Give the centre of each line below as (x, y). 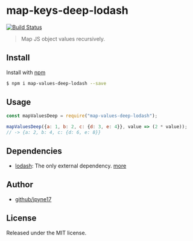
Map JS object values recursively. (63, 39)
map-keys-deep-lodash (67, 11)
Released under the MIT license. (46, 233)
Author (20, 185)
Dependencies (34, 151)
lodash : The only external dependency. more (71, 166)
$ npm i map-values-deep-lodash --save (56, 83)
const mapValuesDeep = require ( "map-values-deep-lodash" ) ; (82, 116)
